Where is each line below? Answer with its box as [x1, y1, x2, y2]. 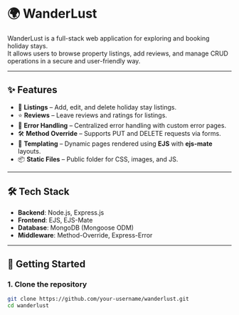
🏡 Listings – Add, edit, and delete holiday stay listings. [17, 102, 177, 111]
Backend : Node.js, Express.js [17, 208, 105, 217]
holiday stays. [7, 41, 48, 50]
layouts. [17, 146, 41, 155]
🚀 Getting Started [7, 257, 86, 270]
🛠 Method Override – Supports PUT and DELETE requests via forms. [17, 129, 222, 137]
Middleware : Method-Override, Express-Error [17, 230, 153, 239]
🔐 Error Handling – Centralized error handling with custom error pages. [17, 121, 226, 129]
